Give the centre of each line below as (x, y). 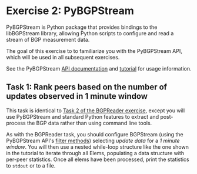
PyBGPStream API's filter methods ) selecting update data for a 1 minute (93, 140)
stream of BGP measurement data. (48, 39)
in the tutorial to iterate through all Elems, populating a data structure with (95, 153)
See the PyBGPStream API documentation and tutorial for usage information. (99, 68)
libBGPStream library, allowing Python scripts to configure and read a (90, 33)
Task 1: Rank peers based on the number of (87, 87)
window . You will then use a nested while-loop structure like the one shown (98, 147)
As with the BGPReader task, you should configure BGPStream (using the (95, 134)
